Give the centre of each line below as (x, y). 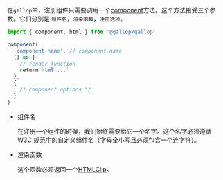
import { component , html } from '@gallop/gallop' (82, 32)
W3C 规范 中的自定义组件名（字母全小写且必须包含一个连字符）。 (109, 140)
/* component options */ (55, 89)
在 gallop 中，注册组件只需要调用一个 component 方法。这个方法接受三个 (108, 10)
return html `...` (45, 70)
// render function (48, 64)
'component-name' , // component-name (68, 51)
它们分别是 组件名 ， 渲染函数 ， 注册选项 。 (73, 19)
